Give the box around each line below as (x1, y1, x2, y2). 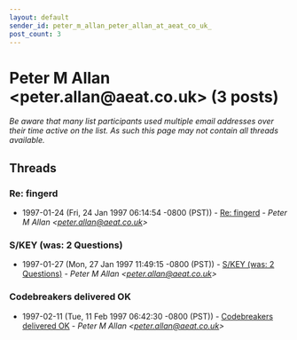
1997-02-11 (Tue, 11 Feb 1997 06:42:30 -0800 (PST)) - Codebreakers (21, 311, 273, 321)
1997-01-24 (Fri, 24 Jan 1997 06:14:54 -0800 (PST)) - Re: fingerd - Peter (21, 208, 288, 217)
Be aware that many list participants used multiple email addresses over (9, 116, 275, 127)
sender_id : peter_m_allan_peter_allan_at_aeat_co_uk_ (9, 21, 213, 30)
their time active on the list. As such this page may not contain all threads (9, 125, 279, 136)
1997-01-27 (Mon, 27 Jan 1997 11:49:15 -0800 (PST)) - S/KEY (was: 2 (21, 259, 275, 270)
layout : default (9, 12, 69, 22)
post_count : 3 (9, 29, 62, 38)
